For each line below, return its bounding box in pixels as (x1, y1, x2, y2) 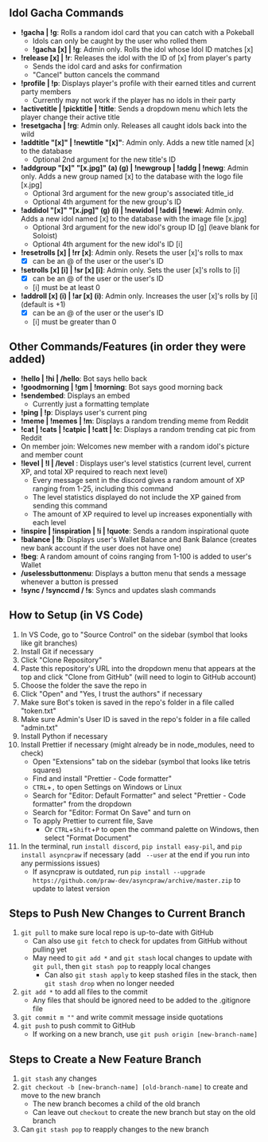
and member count (20, 449, 84, 459)
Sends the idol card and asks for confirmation (32, 61, 182, 71)
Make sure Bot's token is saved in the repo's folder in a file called (20, 697, 235, 707)
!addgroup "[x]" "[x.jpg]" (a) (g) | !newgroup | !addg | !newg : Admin (20, 163, 249, 172)
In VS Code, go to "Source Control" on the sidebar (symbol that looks (20, 630, 248, 639)
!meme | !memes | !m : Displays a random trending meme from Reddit (20, 416, 249, 426)
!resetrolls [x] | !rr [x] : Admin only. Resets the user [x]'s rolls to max (20, 247, 243, 257)
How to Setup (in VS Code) (9, 609, 144, 622)
